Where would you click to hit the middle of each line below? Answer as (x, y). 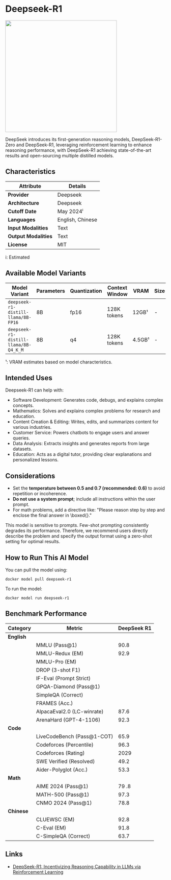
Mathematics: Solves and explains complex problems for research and (86, 411)
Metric (75, 628)
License (18, 244)
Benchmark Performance (46, 614)
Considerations (30, 476)
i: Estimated (18, 257)
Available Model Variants (46, 273)
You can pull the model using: (36, 570)
